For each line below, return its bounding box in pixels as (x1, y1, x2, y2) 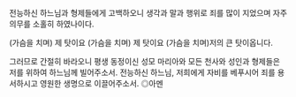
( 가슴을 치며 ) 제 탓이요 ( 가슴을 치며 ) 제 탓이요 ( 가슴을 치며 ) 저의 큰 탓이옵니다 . (9, 38, 274, 48)
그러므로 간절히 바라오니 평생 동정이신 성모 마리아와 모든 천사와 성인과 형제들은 (9, 57, 281, 66)
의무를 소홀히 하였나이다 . (9, 19, 95, 29)
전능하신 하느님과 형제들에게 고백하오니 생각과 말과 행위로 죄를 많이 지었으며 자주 (9, 9, 288, 18)
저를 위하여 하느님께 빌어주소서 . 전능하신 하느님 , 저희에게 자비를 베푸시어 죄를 (9, 67, 276, 78)
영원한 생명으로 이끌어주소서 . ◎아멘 (39, 78, 163, 88)
